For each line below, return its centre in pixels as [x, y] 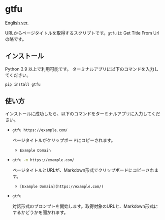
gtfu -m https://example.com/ [43, 160]
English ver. [17, 23]
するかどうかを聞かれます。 [40, 213]
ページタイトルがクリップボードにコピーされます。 [64, 140]
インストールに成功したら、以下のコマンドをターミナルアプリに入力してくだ [82, 114]
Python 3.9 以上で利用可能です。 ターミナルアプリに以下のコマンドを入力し [82, 69]
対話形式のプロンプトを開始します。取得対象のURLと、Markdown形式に [85, 206]
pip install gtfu [23, 84]
